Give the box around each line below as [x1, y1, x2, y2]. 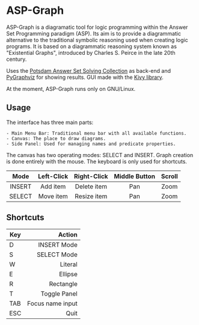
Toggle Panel [40, 289, 78, 298]
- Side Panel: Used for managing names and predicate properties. [6, 141, 176, 147]
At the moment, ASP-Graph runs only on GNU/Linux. [6, 85, 136, 92]
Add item [40, 182, 66, 190]
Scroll [161, 172, 179, 181]
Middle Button [114, 172, 155, 181]
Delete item [75, 182, 107, 190]
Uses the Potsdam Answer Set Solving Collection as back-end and [6, 67, 171, 74]
